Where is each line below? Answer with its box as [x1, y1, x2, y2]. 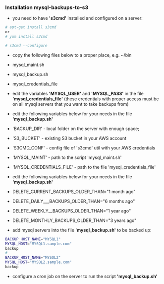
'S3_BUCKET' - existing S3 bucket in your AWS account [12, 135, 127, 141]
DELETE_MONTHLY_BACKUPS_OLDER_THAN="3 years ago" [12, 217, 137, 223]
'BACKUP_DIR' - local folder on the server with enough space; [12, 126, 140, 132]
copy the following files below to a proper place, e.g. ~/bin [12, 52, 132, 58]
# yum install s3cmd [5, 34, 48, 39]
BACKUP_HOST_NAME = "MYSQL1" [5, 236, 61, 242]
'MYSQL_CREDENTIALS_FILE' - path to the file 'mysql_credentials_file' [12, 164, 156, 170]
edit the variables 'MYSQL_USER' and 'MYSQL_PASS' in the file [12, 90, 144, 96]
